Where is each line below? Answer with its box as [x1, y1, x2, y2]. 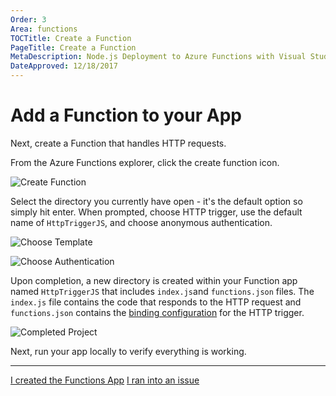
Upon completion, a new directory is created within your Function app [10, 274, 298, 286]
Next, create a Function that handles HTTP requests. [10, 137, 227, 149]
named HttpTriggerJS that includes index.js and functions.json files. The [10, 285, 315, 297]
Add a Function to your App [10, 104, 242, 127]
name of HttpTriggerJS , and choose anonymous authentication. [10, 216, 273, 228]
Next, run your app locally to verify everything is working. [10, 345, 247, 357]
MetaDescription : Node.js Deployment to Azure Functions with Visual [10, 52, 307, 62]
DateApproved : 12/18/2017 [10, 61, 118, 71]
